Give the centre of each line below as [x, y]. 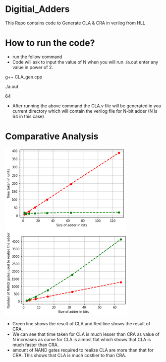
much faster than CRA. [35, 345]
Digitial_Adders [37, 9]
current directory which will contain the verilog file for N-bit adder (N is [85, 111]
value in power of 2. [33, 67]
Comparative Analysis [52, 136]
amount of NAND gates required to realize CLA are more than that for [83, 350]
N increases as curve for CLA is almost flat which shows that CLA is [82, 339]
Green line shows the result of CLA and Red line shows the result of [81, 323]
